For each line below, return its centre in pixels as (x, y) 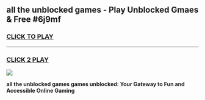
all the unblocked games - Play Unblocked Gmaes (103, 10)
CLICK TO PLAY (30, 37)
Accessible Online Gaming (41, 90)
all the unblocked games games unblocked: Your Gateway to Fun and (95, 84)
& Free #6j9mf (34, 20)
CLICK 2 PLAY (27, 59)
